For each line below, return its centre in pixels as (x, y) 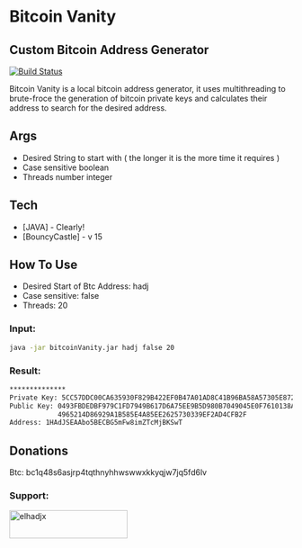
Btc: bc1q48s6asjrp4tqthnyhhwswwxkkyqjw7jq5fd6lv (108, 472)
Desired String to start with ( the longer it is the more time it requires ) (151, 157)
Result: (25, 371)
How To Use (44, 265)
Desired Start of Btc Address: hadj (85, 286)
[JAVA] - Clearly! (53, 227)
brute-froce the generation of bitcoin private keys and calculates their (138, 98)
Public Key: (31, 406)
